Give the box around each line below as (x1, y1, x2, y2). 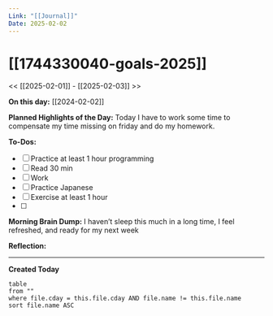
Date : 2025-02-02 (8, 19, 67, 28)
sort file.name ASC (8, 301, 75, 310)
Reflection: (8, 241, 47, 251)
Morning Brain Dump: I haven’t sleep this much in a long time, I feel (8, 217, 235, 227)
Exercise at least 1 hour (30, 193, 108, 202)
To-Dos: (8, 137, 37, 147)
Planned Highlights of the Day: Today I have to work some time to (8, 113, 231, 123)
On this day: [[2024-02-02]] (8, 97, 105, 106)
